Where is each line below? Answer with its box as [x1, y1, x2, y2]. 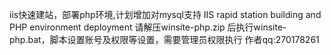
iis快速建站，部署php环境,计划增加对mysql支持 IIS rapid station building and [9, 9, 322, 20]
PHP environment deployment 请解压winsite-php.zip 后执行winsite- [9, 21, 287, 33]
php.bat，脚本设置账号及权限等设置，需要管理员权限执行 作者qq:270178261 [9, 34, 320, 45]
